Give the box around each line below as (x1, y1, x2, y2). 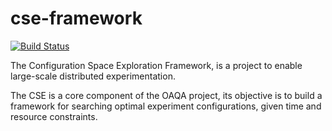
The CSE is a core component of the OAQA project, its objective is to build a (10, 89, 323, 101)
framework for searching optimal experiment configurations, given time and (10, 100, 322, 112)
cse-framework (10, 7, 143, 30)
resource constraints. (10, 110, 98, 122)
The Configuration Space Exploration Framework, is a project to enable (10, 59, 303, 71)
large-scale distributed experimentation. (10, 70, 176, 82)
